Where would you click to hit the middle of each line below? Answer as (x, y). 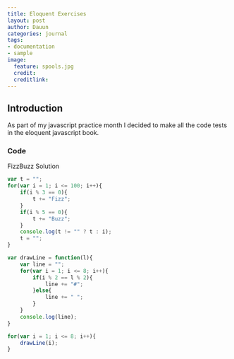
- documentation (31, 47)
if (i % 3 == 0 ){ (44, 193)
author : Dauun (28, 27)
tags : (15, 40)
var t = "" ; (25, 179)
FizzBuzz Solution (33, 166)
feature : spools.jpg (44, 66)
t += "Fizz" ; (52, 199)
